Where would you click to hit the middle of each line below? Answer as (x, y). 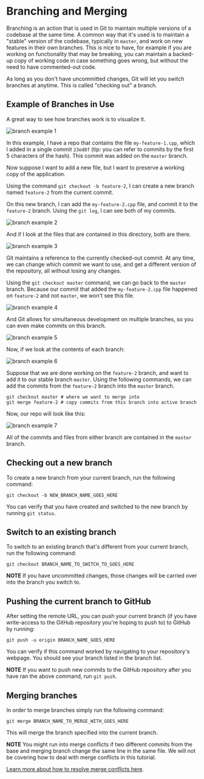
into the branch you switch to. (43, 582)
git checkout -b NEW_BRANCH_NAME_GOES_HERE (62, 495)
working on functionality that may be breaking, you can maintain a (89, 54)
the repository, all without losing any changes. (64, 271)
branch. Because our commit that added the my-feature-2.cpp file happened (102, 289)
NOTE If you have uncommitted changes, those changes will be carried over (102, 576)
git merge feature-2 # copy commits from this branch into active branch (102, 402)
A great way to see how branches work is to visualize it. (76, 119)
